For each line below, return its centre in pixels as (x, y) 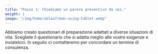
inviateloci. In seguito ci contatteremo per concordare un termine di (72, 42)
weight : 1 (15, 14)
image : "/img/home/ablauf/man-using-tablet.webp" (56, 18)
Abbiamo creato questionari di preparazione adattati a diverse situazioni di (79, 32)
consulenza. (17, 47)
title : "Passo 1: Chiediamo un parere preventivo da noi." (66, 9)
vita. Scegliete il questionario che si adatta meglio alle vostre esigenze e (77, 37)
